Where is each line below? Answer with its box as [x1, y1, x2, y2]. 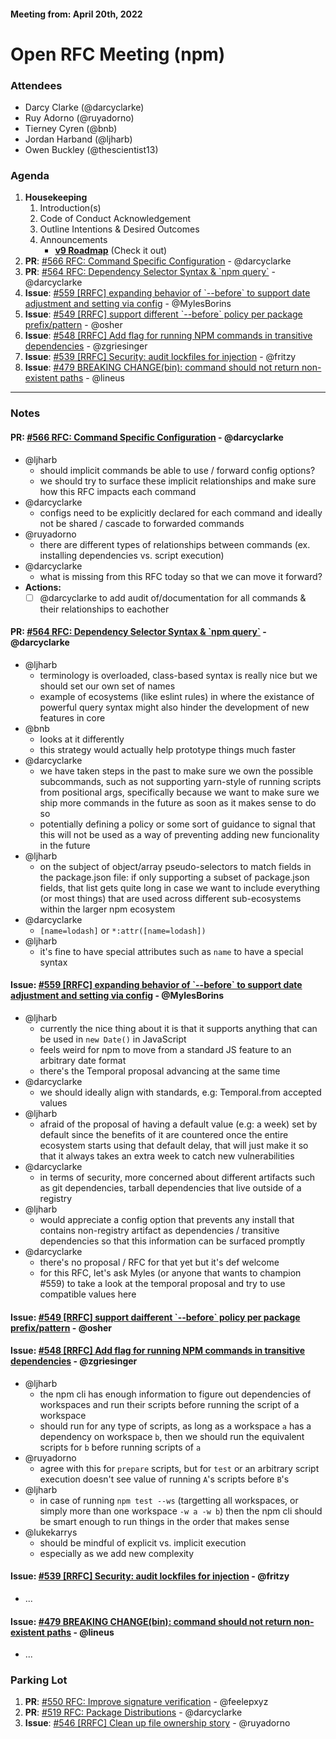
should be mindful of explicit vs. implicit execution [39, 1536, 247, 1549]
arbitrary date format [39, 1054, 127, 1066]
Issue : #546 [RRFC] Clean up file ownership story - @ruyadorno [24, 1717, 291, 1729]
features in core [39, 711, 106, 724]
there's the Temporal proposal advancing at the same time [39, 1065, 281, 1077]
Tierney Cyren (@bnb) [24, 123, 118, 135]
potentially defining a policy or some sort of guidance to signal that [39, 818, 316, 830]
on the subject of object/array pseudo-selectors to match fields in [39, 860, 312, 872]
